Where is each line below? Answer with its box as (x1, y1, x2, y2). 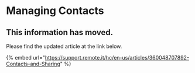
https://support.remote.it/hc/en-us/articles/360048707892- (45, 54, 189, 61)
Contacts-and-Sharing (6, 60, 60, 67)
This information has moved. (6, 27, 114, 37)
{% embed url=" (6, 54, 46, 61)
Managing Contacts (6, 4, 104, 18)
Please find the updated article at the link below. (6, 43, 122, 50)
